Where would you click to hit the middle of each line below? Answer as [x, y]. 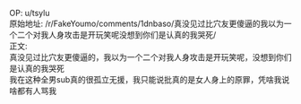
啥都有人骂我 [33, 91]
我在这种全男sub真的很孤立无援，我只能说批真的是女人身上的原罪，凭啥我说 [150, 79]
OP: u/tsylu [30, 13]
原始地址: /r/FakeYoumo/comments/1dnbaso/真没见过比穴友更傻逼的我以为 [146, 23]
